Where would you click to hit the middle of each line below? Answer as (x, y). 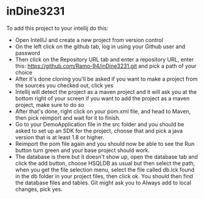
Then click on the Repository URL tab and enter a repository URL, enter (104, 59)
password (28, 52)
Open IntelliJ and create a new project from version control (89, 40)
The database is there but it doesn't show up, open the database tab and (106, 156)
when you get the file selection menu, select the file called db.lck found (105, 170)
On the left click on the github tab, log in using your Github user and (100, 46)
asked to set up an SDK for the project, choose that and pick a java (99, 131)
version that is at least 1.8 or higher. (60, 137)
